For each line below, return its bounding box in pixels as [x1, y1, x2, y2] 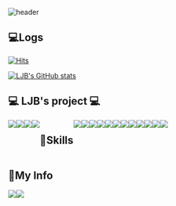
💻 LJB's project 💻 [8, 95, 101, 108]
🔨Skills [39, 134, 74, 147]
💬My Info [8, 168, 53, 182]
